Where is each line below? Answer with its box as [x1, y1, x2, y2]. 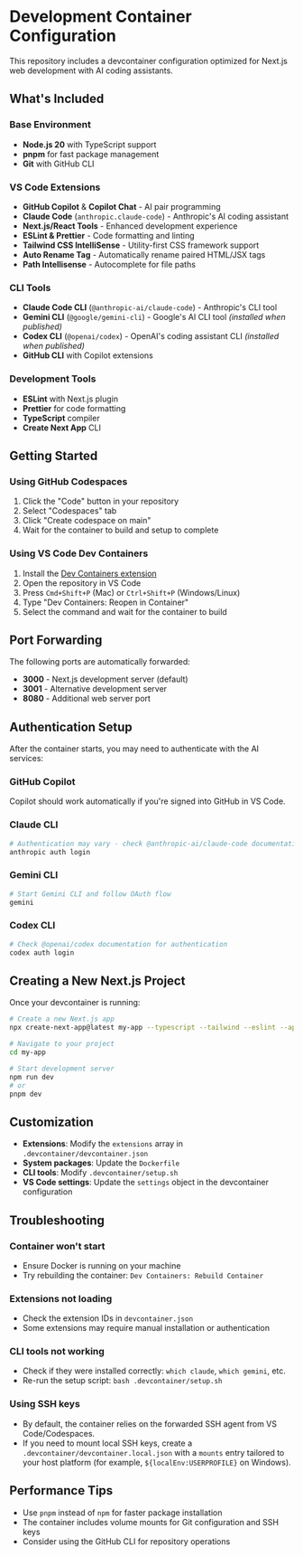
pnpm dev [9, 1089, 42, 1099]
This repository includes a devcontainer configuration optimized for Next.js [9, 55, 289, 66]
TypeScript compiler [22, 412, 101, 423]
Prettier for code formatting [22, 402, 126, 413]
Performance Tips [9, 1483, 114, 1498]
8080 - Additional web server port [22, 693, 151, 704]
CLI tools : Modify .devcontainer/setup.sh [22, 1167, 179, 1178]
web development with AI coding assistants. [9, 65, 173, 76]
